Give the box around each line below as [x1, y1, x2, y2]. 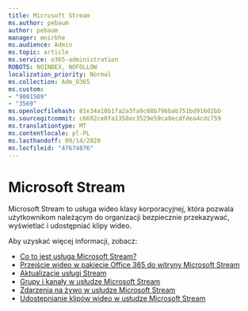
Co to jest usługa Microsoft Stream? [19, 252, 137, 261]
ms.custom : [8, 85, 44, 93]
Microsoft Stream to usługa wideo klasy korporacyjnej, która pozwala [8, 204, 234, 214]
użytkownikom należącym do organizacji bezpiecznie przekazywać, [8, 213, 230, 222]
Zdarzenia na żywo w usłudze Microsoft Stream [19, 286, 176, 295]
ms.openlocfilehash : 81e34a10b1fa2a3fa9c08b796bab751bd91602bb [8, 108, 222, 116]
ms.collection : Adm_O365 [8, 78, 90, 85]
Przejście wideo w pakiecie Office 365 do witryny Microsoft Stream [19, 260, 240, 270]
